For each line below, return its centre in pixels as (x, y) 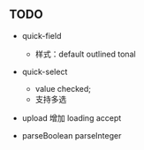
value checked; (63, 88)
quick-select (45, 71)
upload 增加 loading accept (72, 117)
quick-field (42, 35)
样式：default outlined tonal (85, 54)
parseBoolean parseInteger (72, 135)
